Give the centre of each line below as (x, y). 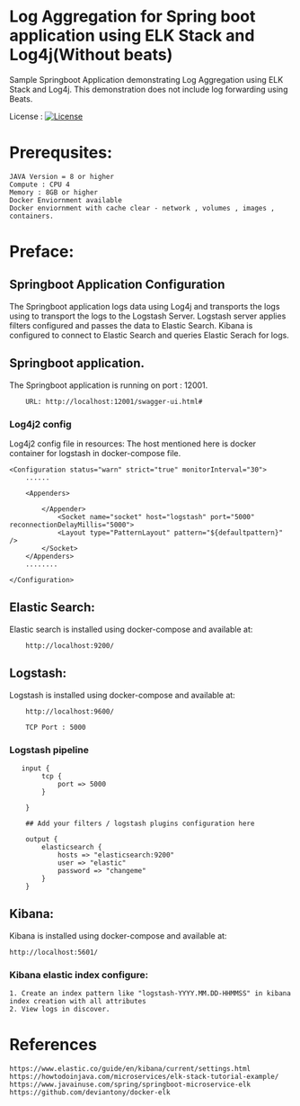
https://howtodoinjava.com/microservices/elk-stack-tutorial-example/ (144, 1076)
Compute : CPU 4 (40, 184)
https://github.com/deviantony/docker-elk (90, 1092)
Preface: (42, 252)
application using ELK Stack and (132, 36)
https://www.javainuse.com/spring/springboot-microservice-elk (130, 1084)
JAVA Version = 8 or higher (62, 176)
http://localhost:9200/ (70, 645)
